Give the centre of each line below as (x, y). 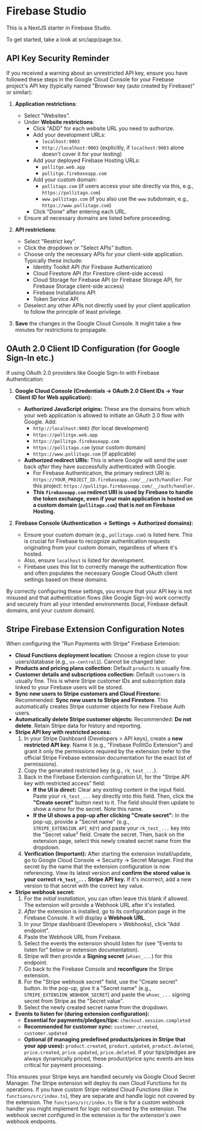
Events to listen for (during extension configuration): (82, 1014)
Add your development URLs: (69, 134)
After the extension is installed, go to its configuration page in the (105, 912)
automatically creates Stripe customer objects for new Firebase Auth (100, 707)
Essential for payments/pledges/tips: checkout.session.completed (107, 1020)
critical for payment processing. (63, 1065)
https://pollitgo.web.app (65, 435)
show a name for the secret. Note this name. (88, 809)
